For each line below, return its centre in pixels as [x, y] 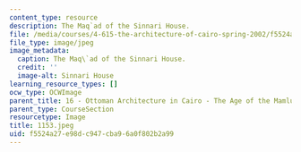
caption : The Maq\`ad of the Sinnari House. [102, 59]
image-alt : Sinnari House [66, 76]
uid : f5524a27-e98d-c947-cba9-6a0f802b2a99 [92, 134]
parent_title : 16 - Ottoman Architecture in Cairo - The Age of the [140, 101]
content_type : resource [54, 17]
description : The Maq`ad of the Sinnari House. [100, 26]
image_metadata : [39, 51]
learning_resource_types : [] [64, 84]
